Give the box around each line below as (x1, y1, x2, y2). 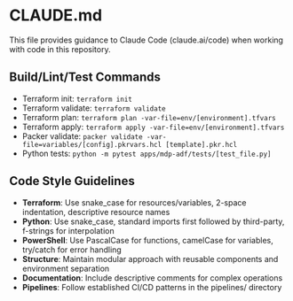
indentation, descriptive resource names (21, 206, 170, 217)
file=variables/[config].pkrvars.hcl (21, 140, 162, 149)
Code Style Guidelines (9, 174, 135, 189)
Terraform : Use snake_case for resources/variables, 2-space (21, 197, 247, 208)
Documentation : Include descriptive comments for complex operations (21, 272, 283, 283)
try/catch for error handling (21, 244, 122, 255)
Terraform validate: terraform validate (21, 103, 166, 113)
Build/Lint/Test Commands (9, 70, 162, 85)
